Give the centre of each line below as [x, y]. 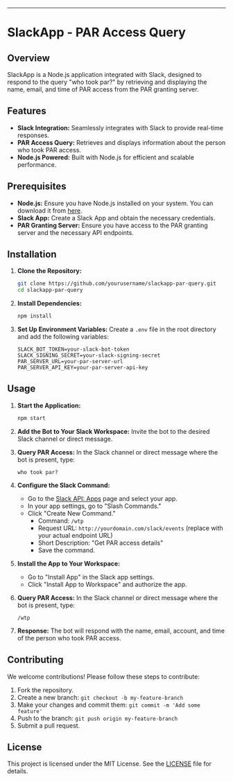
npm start [32, 418]
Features [27, 111]
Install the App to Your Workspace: [69, 563]
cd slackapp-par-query [50, 290]
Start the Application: [49, 405]
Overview [29, 58]
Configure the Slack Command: [63, 485]
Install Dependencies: [49, 304]
